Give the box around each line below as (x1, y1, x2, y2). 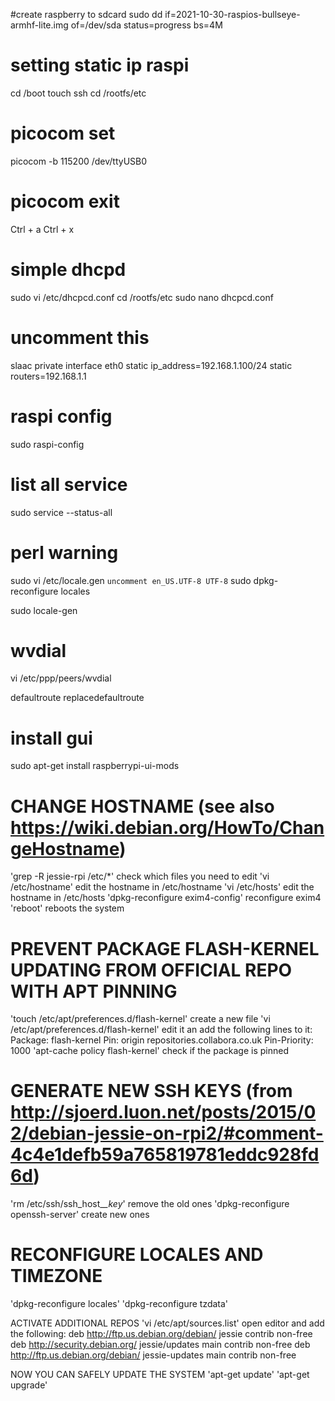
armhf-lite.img (10, 19, 69, 31)
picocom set (10, 122, 116, 145)
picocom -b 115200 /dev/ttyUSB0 (10, 155, 148, 167)
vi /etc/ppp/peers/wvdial (10, 672, 112, 684)
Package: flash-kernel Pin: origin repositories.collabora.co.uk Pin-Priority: (10, 1034, 314, 1046)
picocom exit (10, 190, 120, 213)
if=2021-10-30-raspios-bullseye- (164, 9, 301, 20)
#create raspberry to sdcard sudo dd (10, 9, 163, 20)
